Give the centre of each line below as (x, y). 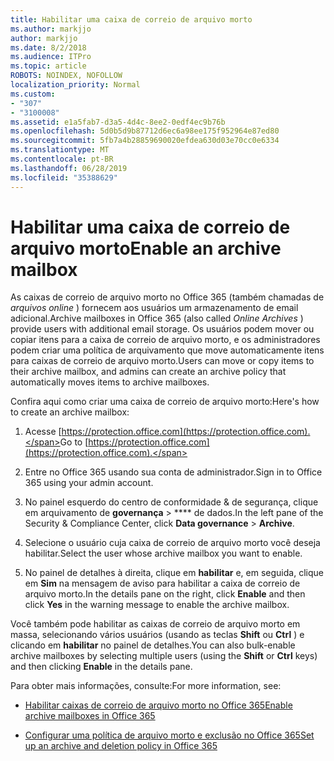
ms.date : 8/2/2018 (48, 47)
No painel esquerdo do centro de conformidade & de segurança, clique (171, 502)
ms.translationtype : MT (60, 150)
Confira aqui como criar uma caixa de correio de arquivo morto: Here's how (165, 402)
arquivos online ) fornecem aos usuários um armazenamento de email (154, 308)
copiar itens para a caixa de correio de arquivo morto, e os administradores (165, 340)
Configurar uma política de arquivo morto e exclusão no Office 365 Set (169, 735)
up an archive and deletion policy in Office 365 (121, 746)
